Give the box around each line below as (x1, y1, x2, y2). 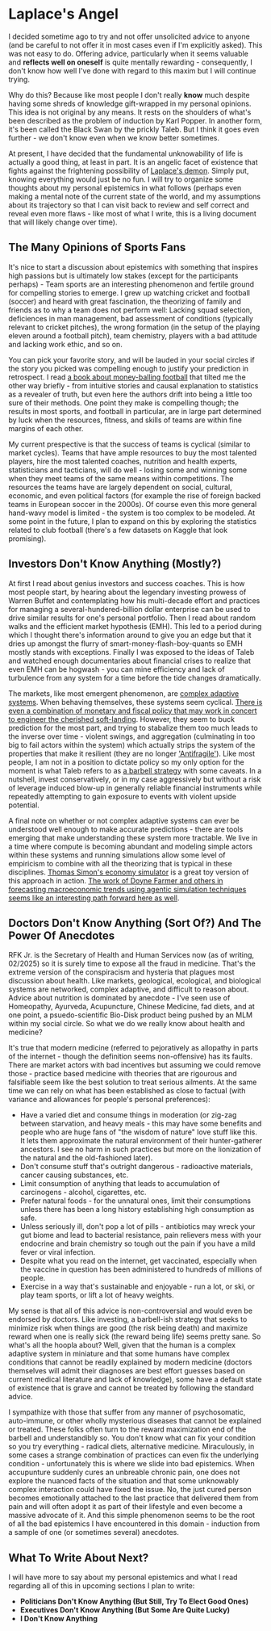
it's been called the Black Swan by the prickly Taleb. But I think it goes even (8, 124, 260, 134)
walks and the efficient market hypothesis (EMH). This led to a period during (8, 621, 262, 631)
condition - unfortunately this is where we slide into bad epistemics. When (8, 1459, 256, 1469)
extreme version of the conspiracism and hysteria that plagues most (8, 967, 236, 977)
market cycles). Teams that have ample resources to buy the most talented (8, 447, 257, 457)
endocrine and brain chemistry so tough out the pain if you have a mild (19, 1239, 256, 1248)
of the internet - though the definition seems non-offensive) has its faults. (8, 1051, 252, 1062)
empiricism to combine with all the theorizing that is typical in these (8, 858, 232, 868)
